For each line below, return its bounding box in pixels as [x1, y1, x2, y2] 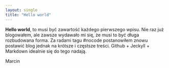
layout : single [5, 7, 38, 13]
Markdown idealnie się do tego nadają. [5, 48, 87, 54]
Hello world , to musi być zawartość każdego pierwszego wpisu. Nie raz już [5, 26, 164, 32]
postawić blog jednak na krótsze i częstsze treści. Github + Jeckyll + [5, 42, 150, 49]
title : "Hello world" [5, 12, 52, 17]
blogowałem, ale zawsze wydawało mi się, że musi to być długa [5, 32, 139, 38]
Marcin [5, 58, 20, 64]
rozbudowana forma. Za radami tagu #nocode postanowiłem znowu [5, 37, 148, 43]
